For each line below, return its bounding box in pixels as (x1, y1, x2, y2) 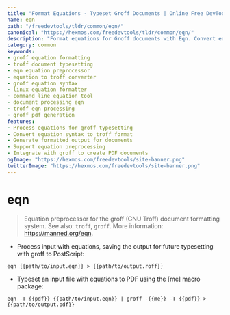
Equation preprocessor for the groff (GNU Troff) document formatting (23, 215, 220, 223)
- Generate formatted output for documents (7, 137, 133, 144)
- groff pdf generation (7, 111, 75, 118)
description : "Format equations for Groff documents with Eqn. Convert (7, 36, 216, 42)
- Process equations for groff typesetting (7, 124, 133, 131)
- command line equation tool (7, 93, 94, 100)
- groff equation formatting (7, 55, 90, 61)
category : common (7, 42, 57, 49)
